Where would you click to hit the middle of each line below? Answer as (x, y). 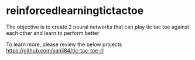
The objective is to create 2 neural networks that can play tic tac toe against (97, 27)
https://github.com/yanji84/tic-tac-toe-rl (55, 50)
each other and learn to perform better (53, 33)
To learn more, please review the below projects (64, 44)
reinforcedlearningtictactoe (75, 11)
